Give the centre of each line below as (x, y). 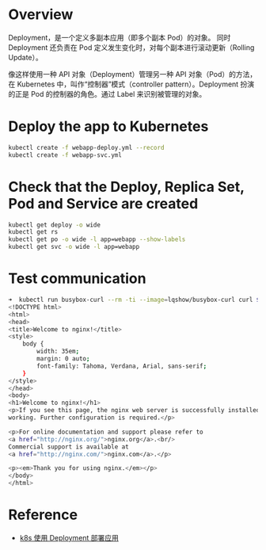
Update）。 (26, 57)
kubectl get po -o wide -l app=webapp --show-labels (97, 239)
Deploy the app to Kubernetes (108, 126)
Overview (41, 15)
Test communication (77, 279)
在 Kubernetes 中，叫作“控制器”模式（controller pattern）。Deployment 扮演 (131, 84)
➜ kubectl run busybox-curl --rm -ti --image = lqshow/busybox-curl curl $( (136, 300)
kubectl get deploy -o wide (55, 225)
